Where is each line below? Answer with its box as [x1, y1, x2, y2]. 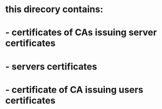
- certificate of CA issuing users [5, 84, 144, 95]
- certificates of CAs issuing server [5, 27, 157, 39]
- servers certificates [5, 61, 97, 72]
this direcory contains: [5, 4, 103, 15]
